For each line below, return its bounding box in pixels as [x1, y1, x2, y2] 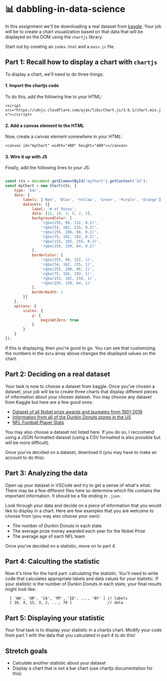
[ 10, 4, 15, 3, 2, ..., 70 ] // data [9, 600, 123, 605]
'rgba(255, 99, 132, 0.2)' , [40, 221, 99, 226]
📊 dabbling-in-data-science [5, 3, 126, 15]
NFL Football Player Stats [12, 419, 65, 425]
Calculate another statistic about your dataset [12, 660, 106, 666]
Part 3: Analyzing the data [5, 469, 88, 477]
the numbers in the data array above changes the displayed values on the [5, 350, 156, 356]
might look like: [5, 586, 36, 592]
